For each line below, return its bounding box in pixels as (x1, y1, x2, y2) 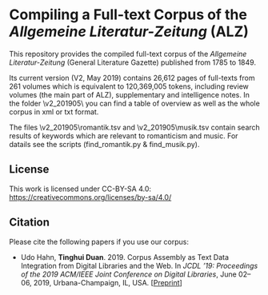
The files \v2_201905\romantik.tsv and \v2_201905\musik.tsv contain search (9, 122, 261, 132)
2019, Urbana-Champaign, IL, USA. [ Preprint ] (33, 277, 182, 287)
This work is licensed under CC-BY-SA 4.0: (9, 184, 151, 193)
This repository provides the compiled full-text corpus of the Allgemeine (9, 49, 247, 58)
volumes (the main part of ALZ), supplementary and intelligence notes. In (9, 90, 250, 99)
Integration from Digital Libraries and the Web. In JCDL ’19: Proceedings (20, 261, 258, 270)
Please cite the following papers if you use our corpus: (9, 237, 190, 246)
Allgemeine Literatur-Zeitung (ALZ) (9, 22, 249, 41)
